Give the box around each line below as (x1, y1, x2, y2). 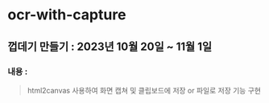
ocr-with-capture (7, 6, 126, 24)
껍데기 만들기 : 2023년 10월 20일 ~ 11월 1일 (7, 39, 213, 53)
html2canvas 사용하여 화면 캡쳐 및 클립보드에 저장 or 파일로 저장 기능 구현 (27, 85, 261, 95)
